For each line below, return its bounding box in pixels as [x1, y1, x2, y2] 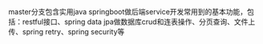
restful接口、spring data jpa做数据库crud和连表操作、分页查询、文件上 [22, 17, 256, 26]
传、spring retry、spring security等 [8, 27, 125, 36]
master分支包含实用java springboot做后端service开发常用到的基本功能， [8, 7, 248, 16]
